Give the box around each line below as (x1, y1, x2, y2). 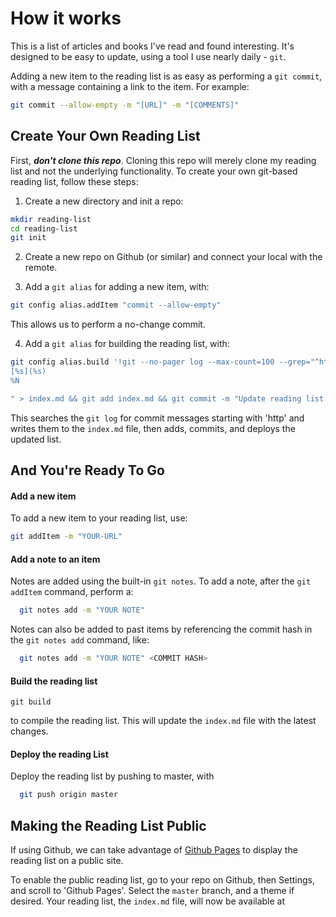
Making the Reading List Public (10, 817, 207, 834)
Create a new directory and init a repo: (24, 195, 184, 207)
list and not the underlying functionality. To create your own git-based (10, 165, 298, 177)
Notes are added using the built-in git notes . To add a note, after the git (10, 575, 312, 587)
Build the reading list (10, 675, 98, 687)
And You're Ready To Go (10, 462, 165, 479)
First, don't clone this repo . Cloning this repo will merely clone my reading (10, 154, 317, 166)
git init (10, 233, 47, 243)
